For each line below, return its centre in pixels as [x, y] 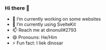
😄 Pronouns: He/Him [35, 37]
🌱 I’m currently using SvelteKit [44, 24]
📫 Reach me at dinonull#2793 [44, 30]
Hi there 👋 [17, 8]
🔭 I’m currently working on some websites [56, 19]
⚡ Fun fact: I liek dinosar [38, 43]
